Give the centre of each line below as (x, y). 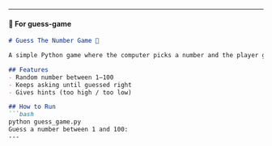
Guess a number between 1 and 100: (68, 130)
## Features (28, 69)
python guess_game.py (45, 122)
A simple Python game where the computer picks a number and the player (134, 56)
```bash (21, 115)
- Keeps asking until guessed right (70, 85)
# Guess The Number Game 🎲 (54, 41)
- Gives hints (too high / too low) (70, 92)
